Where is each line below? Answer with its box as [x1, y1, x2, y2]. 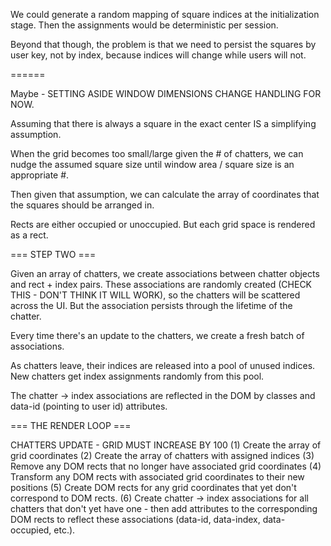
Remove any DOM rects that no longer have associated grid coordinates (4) [10, 460, 322, 472]
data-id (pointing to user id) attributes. [10, 400, 168, 412]
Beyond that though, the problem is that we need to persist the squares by [10, 39, 317, 50]
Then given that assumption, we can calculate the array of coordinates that [10, 189, 320, 200]
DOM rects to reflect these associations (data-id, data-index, [10, 514, 261, 525]
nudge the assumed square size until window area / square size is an [10, 159, 295, 170]
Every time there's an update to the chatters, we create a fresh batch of [10, 330, 305, 341]
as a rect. [10, 229, 49, 241]
